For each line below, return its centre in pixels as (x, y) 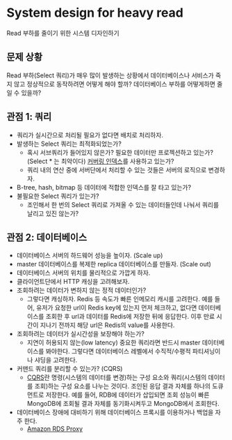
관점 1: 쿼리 (29, 117)
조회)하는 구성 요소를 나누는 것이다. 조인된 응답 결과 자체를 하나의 (123, 386)
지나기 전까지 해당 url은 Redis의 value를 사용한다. (107, 325)
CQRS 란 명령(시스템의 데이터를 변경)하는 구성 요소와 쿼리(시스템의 (117, 377)
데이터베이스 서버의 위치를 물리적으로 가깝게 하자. (83, 273)
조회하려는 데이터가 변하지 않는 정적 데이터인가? (81, 290)
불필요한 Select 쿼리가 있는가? (58, 196)
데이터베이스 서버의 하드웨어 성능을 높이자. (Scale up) (90, 255)
